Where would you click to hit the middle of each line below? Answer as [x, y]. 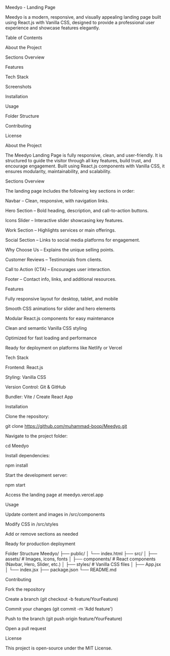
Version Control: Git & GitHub [36, 387]
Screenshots [18, 86]
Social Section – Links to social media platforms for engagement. [73, 240]
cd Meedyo [17, 446]
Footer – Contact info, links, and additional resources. [61, 279]
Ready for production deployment [40, 544]
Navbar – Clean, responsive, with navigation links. [57, 201]
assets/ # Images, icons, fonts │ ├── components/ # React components [80, 559]
